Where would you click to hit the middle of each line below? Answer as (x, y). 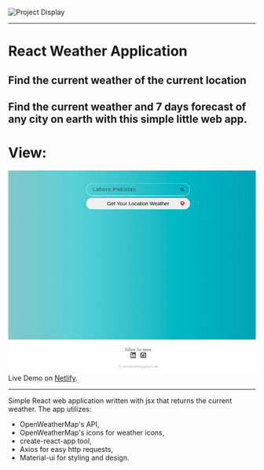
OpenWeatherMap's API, (59, 424)
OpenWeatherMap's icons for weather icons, (92, 433)
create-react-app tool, (55, 441)
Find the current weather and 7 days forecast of (127, 106)
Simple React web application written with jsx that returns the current (120, 401)
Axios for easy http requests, (66, 450)
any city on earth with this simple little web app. (128, 119)
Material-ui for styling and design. (74, 458)
